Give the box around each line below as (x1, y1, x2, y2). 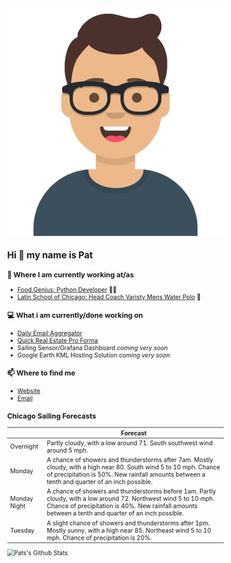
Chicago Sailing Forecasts (7, 411, 96, 420)
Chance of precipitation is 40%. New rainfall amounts (47, 502, 198, 510)
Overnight (10, 442, 39, 451)
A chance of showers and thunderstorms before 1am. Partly (47, 487, 217, 495)
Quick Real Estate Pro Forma (16, 336, 98, 345)
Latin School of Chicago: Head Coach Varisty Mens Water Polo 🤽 (16, 293, 201, 301)
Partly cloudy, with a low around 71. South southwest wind (47, 438, 213, 447)
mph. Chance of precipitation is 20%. (47, 533, 153, 542)
